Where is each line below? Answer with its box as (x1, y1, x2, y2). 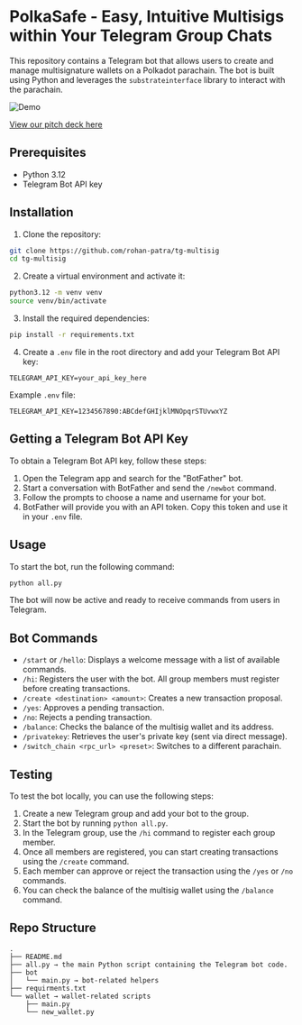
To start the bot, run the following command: (9, 561, 175, 572)
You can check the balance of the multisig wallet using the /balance (22, 885, 275, 896)
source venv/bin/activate (9, 297, 106, 306)
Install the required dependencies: (22, 313, 151, 324)
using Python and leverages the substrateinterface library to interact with (9, 74, 286, 85)
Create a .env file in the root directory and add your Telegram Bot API (22, 346, 280, 357)
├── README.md (9, 952, 63, 961)
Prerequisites (9, 145, 87, 160)
